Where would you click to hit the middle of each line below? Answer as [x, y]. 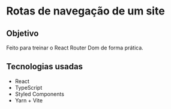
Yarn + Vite [29, 100]
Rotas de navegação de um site [85, 11]
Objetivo [22, 33]
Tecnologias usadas [44, 67]
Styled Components [40, 94]
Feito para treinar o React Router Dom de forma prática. [75, 48]
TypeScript [28, 87]
